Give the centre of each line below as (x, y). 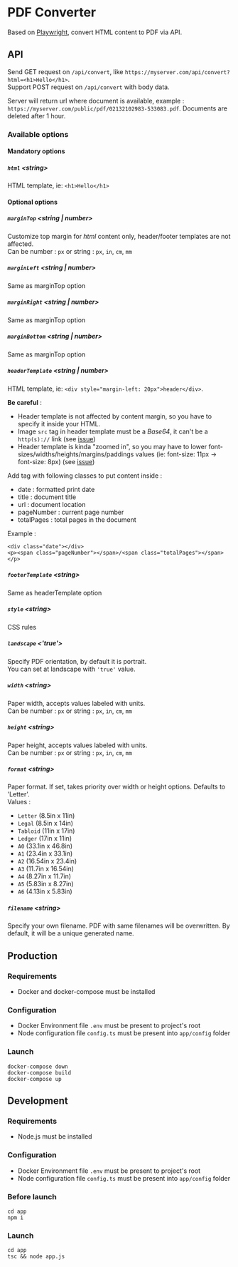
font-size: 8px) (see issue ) (56, 461)
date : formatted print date (56, 489)
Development (38, 1101)
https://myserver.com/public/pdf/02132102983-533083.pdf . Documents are (117, 108)
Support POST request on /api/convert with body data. (88, 87)
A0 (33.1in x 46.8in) (45, 846)
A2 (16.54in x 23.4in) (47, 861)
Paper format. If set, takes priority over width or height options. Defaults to (117, 787)
